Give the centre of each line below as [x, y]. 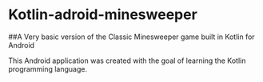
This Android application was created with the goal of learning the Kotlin [127, 61]
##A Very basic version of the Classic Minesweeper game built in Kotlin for [131, 37]
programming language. [48, 68]
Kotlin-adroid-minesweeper [103, 15]
